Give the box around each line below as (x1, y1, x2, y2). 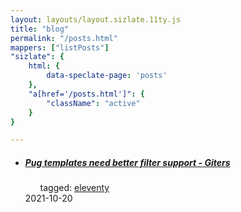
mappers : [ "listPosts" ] (10, 42, 110, 53)
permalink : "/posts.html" (10, 33, 118, 43)
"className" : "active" (46, 98, 141, 108)
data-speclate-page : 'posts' (46, 71, 168, 81)
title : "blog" (10, 24, 70, 34)
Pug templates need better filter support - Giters (24, 156, 231, 168)
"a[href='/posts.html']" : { (28, 89, 145, 99)
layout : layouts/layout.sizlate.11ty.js (10, 14, 182, 25)
